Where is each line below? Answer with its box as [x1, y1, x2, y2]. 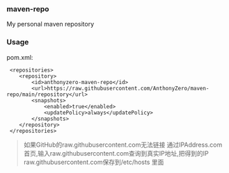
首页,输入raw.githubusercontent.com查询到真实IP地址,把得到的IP [23, 149, 210, 157]
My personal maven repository [6, 20, 95, 28]
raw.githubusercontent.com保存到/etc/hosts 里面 [23, 158, 164, 166]
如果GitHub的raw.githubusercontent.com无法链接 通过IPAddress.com [23, 140, 223, 149]
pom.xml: [6, 53, 33, 61]
